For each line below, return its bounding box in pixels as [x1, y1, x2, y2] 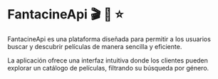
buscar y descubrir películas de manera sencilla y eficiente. [7, 42, 182, 51]
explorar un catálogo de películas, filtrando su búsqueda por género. [7, 63, 209, 72]
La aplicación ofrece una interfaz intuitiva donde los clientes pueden [7, 56, 209, 65]
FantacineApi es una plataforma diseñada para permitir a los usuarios [7, 34, 212, 43]
